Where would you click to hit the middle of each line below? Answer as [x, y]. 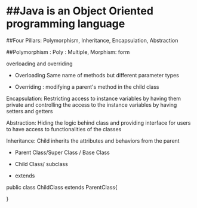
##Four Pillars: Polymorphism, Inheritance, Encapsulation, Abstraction [92, 40]
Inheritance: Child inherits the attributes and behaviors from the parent [93, 141]
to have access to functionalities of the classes [64, 129]
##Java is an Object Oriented [80, 11]
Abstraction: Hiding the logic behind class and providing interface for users [98, 123]
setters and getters [30, 111]
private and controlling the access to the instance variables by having [92, 105]
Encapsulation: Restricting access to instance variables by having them [93, 98]
